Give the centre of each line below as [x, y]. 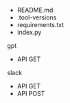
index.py [29, 32]
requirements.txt [40, 25]
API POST [31, 94]
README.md [35, 10]
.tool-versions [37, 17]
